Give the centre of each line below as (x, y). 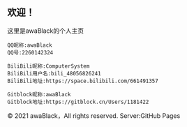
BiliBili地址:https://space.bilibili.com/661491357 (83, 81)
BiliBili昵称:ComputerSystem (48, 66)
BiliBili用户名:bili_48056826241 (54, 73)
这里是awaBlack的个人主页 (46, 31)
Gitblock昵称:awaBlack (39, 94)
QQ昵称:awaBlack (30, 45)
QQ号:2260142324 (30, 52)
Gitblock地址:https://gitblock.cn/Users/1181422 (78, 102)
